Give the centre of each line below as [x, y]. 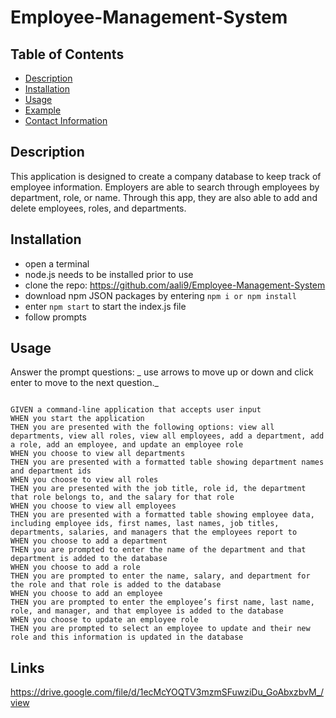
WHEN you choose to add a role [75, 567]
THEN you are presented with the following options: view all [142, 427]
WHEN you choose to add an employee [86, 594]
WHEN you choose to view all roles [84, 480]
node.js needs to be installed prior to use [109, 274]
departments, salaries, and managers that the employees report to [154, 532]
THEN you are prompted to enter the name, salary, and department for [160, 576]
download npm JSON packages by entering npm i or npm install [160, 295]
